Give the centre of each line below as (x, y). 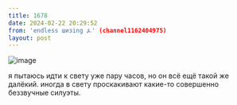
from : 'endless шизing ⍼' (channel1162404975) (87, 30)
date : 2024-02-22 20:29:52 (53, 23)
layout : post (30, 38)
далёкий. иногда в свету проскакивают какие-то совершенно (114, 84)
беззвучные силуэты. (45, 93)
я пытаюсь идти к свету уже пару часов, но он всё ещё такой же (118, 76)
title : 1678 (28, 16)
